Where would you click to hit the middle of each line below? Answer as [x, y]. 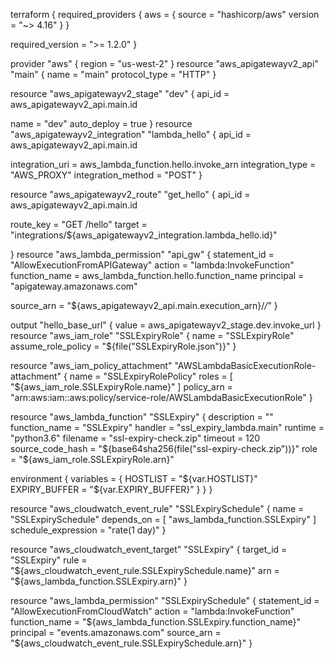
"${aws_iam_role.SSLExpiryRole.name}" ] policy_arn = [121, 387]
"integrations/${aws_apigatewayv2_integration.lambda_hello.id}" [144, 235]
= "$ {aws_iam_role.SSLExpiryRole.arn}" [92, 459]
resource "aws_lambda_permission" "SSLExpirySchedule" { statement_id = [165, 600]
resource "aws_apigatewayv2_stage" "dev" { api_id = [120, 93]
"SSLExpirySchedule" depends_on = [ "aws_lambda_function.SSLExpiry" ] [163, 519]
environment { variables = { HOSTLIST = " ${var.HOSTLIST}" [134, 478]
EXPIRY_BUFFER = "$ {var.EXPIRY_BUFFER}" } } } [111, 489]
